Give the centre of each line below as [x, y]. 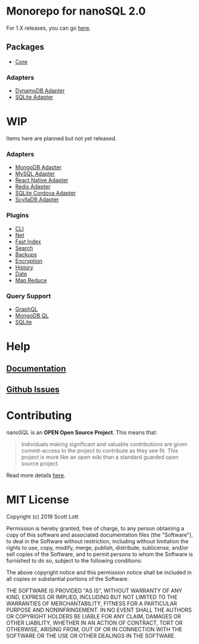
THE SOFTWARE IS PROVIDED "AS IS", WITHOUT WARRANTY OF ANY [94, 591]
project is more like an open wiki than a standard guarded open [100, 457]
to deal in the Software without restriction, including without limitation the [97, 541]
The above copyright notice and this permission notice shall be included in [99, 572]
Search [24, 248]
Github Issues [33, 389]
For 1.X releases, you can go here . [49, 28]
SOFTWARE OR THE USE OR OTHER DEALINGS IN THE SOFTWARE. [91, 636]
